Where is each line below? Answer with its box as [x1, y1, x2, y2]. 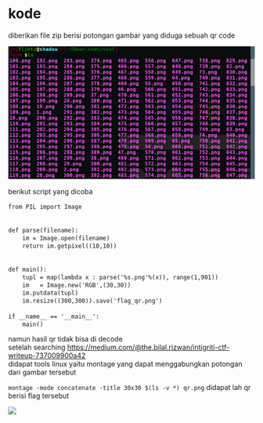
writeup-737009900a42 [8, 350, 86, 360]
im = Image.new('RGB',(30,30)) [22, 281, 131, 289]
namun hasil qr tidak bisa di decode [8, 334, 123, 343]
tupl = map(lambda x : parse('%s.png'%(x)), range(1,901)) [22, 273, 219, 281]
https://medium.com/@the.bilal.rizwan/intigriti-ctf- [67, 342, 230, 352]
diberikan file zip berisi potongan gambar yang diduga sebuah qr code [8, 31, 236, 40]
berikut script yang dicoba [8, 186, 93, 196]
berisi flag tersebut [8, 391, 70, 400]
